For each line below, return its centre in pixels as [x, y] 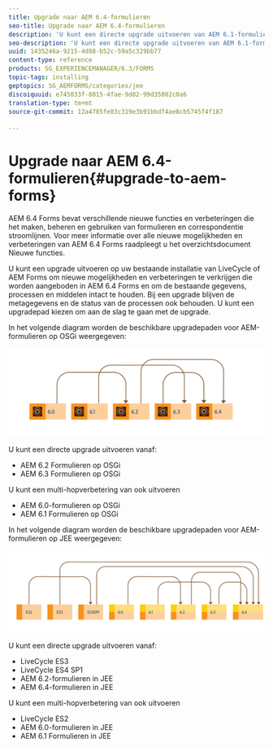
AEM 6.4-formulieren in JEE [67, 688]
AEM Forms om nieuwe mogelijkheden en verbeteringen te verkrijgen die [131, 277]
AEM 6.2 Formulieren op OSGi [70, 465]
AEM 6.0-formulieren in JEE [67, 727]
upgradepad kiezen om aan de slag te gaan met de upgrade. [110, 312]
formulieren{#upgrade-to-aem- [118, 178]
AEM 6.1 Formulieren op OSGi [69, 514]
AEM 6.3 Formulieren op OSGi [70, 473]
